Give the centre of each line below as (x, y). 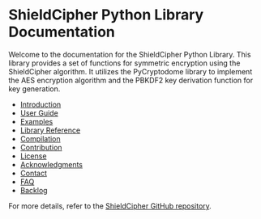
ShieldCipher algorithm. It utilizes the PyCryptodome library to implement (130, 71)
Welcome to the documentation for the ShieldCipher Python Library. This (130, 54)
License (33, 156)
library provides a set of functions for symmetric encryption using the (124, 63)
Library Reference (50, 130)
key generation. (34, 88)
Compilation (40, 138)
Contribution (41, 147)
